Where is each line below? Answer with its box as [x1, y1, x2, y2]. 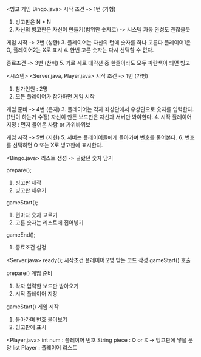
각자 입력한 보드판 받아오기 [15, 282, 79, 289]
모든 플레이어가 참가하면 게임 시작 [15, 93, 95, 100]
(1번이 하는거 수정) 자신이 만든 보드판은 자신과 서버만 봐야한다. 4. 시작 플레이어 [6, 113, 192, 120]
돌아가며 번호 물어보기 [15, 316, 68, 323]
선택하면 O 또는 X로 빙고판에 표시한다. [12, 142, 103, 148]
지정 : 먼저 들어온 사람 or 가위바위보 [6, 121, 91, 128]
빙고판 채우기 [15, 187, 47, 193]
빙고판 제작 [15, 179, 42, 186]
